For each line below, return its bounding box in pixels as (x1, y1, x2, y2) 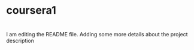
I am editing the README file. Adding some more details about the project (6, 31, 188, 38)
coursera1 (6, 4, 57, 17)
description (6, 37, 35, 45)
